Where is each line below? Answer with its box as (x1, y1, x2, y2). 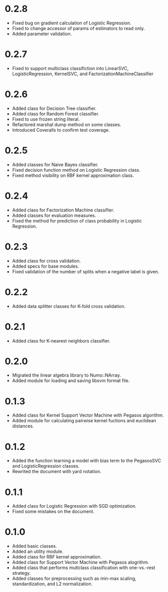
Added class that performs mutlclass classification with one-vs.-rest (12, 565, 155, 571)
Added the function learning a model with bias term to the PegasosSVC (12, 458, 161, 464)
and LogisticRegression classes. (12, 463, 80, 469)
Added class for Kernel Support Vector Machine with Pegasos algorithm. (12, 412, 164, 418)
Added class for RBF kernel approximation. (12, 554, 102, 560)
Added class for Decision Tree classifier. (12, 105, 97, 111)
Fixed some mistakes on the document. (12, 509, 95, 515)
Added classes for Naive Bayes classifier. (12, 161, 99, 168)
